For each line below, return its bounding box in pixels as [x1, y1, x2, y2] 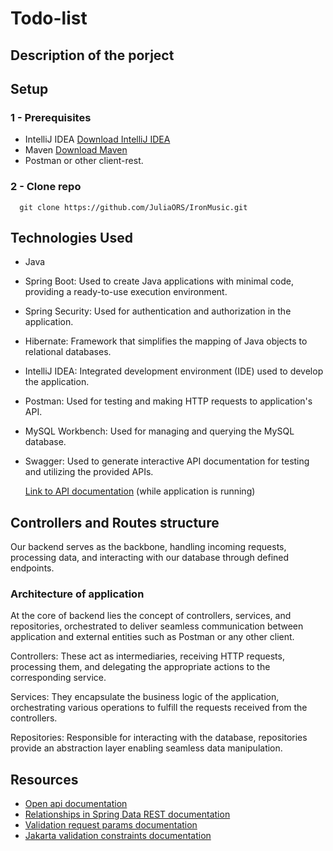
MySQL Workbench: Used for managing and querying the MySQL [24, 425, 295, 437]
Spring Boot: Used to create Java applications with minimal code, [24, 275, 295, 287]
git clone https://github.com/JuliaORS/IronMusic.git [19, 202, 248, 212]
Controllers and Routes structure [10, 514, 220, 531]
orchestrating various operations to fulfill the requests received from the [10, 702, 308, 714]
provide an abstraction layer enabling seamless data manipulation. [10, 742, 283, 754]
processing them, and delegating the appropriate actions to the [10, 661, 271, 673]
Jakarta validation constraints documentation [24, 830, 212, 842]
